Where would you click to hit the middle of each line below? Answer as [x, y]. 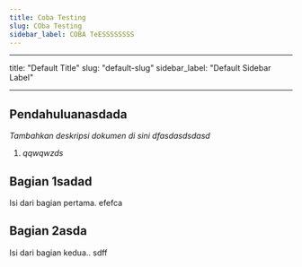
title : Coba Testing [48, 17]
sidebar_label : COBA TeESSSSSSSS [72, 34]
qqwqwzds [43, 153]
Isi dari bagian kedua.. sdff [58, 253]
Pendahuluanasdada [68, 114]
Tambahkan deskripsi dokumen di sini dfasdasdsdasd [110, 136]
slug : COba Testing [46, 26]
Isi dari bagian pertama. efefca [66, 203]
